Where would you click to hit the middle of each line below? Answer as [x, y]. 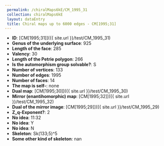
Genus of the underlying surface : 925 [52, 43]
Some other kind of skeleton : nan [47, 139]
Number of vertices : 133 [37, 70]
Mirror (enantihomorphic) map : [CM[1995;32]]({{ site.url [71, 96]
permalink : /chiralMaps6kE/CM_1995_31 [47, 10]
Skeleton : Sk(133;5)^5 [35, 133]
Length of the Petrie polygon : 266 [47, 59]
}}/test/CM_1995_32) [33, 102]
